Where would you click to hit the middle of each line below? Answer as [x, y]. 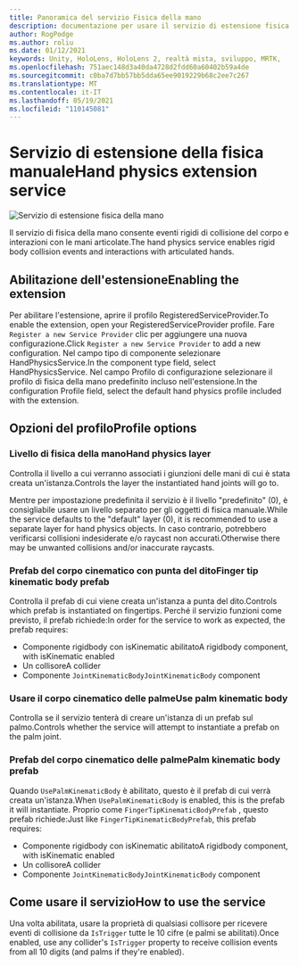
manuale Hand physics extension [133, 172]
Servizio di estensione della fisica [137, 153]
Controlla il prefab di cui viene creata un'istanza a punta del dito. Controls [143, 601]
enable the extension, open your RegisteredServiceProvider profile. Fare [142, 325]
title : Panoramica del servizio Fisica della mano [105, 17]
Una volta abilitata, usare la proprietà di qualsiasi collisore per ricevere [138, 923]
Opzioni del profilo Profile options [103, 429]
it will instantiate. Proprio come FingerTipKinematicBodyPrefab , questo [139, 809]
